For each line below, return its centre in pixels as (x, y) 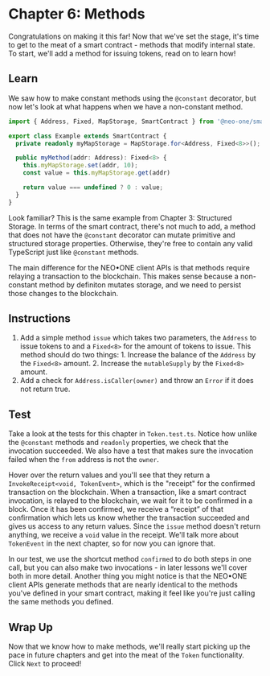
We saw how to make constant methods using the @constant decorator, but (133, 98)
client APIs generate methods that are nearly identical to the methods (123, 585)
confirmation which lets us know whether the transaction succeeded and (129, 518)
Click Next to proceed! (45, 664)
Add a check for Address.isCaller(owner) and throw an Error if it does (137, 381)
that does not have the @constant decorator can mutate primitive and (122, 235)
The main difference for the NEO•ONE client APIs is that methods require (129, 267)
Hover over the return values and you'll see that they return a (109, 475)
